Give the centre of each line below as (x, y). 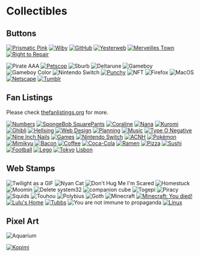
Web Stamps (31, 169)
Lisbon (85, 150)
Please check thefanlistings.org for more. (57, 112)
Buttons (21, 33)
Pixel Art (23, 221)
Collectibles (37, 11)
